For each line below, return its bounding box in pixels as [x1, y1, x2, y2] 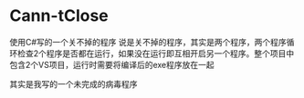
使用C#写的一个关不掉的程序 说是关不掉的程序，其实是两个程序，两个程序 [9, 36, 288, 47]
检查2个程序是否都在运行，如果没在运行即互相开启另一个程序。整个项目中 [16, 47, 295, 59]
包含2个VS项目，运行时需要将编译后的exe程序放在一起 [9, 59, 215, 70]
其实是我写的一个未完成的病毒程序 [9, 78, 138, 89]
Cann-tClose [9, 5, 110, 26]
